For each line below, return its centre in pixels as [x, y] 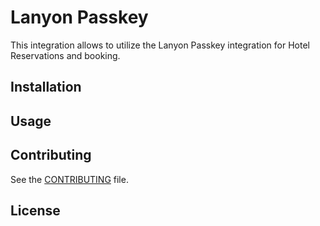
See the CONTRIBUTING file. [69, 179]
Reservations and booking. [65, 55]
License [35, 210]
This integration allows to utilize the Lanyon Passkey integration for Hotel [160, 45]
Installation [46, 87]
